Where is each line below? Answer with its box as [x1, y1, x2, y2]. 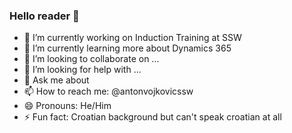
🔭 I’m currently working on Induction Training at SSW [23, 32, 242, 44]
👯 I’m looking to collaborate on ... [23, 53, 160, 65]
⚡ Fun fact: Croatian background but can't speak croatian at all [23, 111, 282, 123]
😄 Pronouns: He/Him [23, 100, 112, 112]
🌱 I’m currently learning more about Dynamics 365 [23, 42, 232, 54]
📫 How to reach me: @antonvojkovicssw [23, 85, 194, 98]
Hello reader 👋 [9, 9, 80, 23]
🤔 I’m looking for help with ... [23, 64, 142, 76]
